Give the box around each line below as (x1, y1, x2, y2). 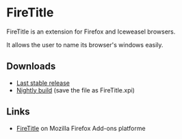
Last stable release (16, 79, 70, 87)
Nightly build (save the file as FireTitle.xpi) (16, 86, 135, 94)
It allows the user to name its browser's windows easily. (6, 40, 164, 49)
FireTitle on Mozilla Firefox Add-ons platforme (16, 124, 146, 132)
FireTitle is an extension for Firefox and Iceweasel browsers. (6, 27, 176, 36)
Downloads (6, 60, 56, 73)
